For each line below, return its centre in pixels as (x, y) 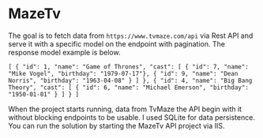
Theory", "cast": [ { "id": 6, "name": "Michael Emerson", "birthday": (128, 88)
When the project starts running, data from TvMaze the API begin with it (125, 109)
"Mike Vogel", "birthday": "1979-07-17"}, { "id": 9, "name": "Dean (123, 73)
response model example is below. (64, 52)
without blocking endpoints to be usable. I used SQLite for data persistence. (131, 117)
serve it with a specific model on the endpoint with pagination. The (116, 43)
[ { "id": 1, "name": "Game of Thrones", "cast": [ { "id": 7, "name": (128, 67)
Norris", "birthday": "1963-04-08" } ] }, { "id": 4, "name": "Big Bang (130, 80)
